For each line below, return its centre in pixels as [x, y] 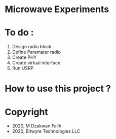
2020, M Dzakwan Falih [37, 126]
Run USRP [23, 68]
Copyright [27, 112]
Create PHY [24, 57]
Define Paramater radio [36, 52]
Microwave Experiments [57, 9]
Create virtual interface [36, 63]
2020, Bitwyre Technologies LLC [46, 131]
